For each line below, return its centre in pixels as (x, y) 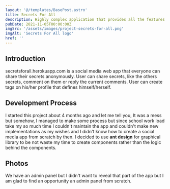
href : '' (15, 39)
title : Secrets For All (31, 15)
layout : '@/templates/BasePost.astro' (46, 10)
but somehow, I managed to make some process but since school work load (85, 121)
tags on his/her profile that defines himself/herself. (58, 87)
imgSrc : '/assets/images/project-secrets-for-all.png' (65, 29)
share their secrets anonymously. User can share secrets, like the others (81, 76)
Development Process (41, 103)
